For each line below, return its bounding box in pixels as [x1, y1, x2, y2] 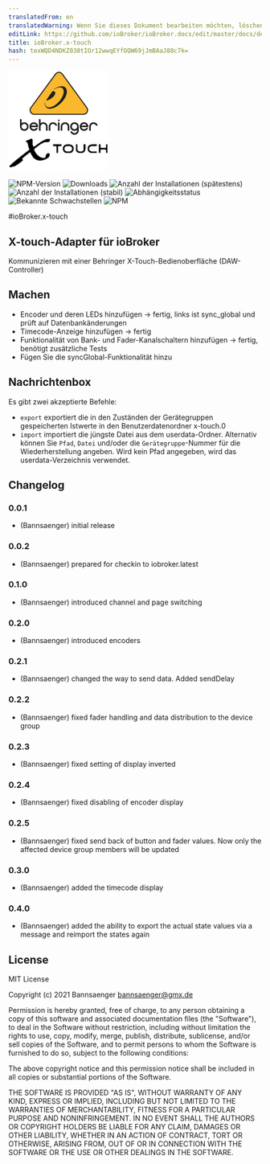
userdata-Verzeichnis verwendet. [19, 455, 131, 465]
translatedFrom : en [8, 13, 74, 21]
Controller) [8, 264, 44, 274]
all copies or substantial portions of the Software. [8, 1072, 171, 1082]
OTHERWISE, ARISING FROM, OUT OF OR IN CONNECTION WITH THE [8, 1139, 243, 1149]
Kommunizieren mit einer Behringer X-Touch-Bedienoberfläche [8, 256, 218, 265]
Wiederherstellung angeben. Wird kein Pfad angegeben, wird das [19, 446, 237, 456]
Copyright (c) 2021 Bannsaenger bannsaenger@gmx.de [8, 990, 194, 1000]
